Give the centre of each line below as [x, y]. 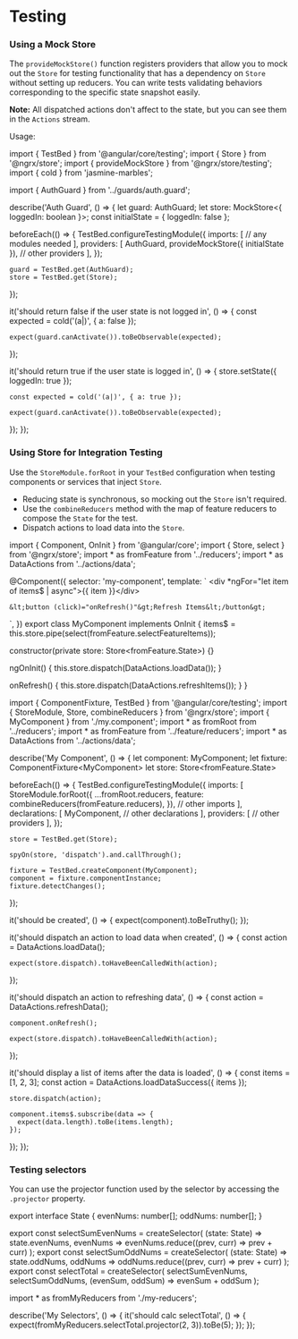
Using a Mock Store [53, 45]
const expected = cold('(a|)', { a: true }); [95, 397]
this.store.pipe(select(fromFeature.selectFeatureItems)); [113, 633]
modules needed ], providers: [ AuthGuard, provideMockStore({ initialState [147, 244]
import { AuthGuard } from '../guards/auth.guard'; [100, 191]
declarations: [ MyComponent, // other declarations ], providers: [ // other [145, 813]
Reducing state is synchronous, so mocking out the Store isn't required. [154, 499]
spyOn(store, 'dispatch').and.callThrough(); [95, 855]
